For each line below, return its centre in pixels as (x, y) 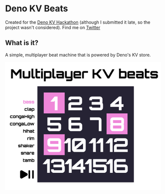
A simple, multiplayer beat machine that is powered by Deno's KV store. (78, 55)
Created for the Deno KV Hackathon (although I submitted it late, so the (78, 22)
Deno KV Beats (37, 9)
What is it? (22, 43)
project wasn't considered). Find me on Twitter (53, 27)
